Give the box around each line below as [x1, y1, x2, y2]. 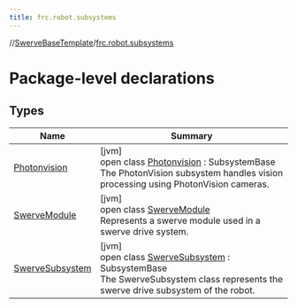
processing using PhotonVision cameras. [100, 178, 270, 190]
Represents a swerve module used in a [100, 214, 261, 227]
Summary [171, 129, 213, 142]
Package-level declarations [9, 68, 215, 89]
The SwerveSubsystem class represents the [100, 273, 283, 285]
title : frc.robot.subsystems [9, 12, 117, 22]
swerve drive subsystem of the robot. [100, 284, 255, 296]
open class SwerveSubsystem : [100, 250, 231, 263]
